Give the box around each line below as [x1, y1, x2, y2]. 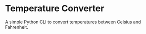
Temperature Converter [5, 3, 104, 14]
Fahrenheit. [5, 24, 28, 30]
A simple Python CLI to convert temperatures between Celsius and [5, 19, 141, 25]
